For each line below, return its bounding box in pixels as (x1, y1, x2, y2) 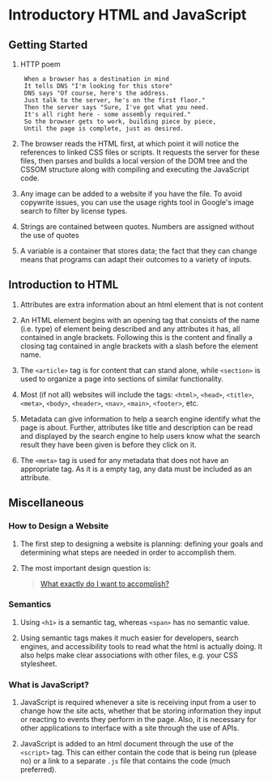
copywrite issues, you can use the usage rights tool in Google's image (19, 198, 255, 207)
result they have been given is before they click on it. (19, 440, 197, 449)
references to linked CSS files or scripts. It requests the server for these (19, 147, 261, 157)
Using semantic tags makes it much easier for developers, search (19, 633, 239, 643)
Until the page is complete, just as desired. (23, 125, 184, 133)
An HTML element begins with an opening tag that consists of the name (19, 315, 261, 325)
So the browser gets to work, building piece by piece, (23, 117, 217, 125)
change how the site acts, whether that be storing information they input (19, 706, 261, 716)
